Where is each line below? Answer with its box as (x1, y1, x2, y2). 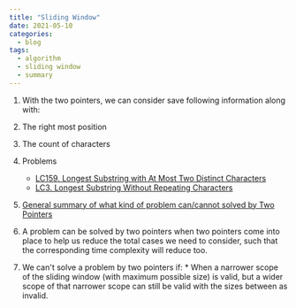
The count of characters (21, 138, 110, 149)
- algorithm (17, 54, 62, 63)
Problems (21, 156, 57, 166)
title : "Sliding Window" (9, 12, 101, 22)
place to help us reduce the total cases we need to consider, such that (21, 235, 278, 246)
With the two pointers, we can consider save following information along (21, 95, 285, 105)
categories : (9, 29, 53, 38)
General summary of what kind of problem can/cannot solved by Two (21, 199, 276, 210)
